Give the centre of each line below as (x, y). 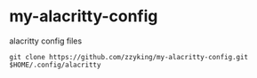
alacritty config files (46, 41)
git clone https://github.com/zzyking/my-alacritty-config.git (129, 57)
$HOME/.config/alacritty (55, 65)
